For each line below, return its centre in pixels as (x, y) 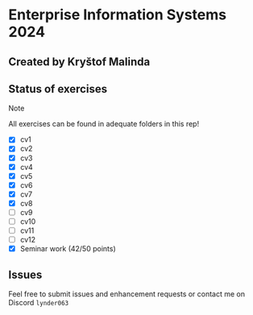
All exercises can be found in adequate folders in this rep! (104, 124)
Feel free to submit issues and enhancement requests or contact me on (127, 294)
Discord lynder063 (39, 303)
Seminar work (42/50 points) (68, 249)
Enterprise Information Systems (118, 15)
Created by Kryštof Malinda (79, 62)
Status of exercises (58, 89)
